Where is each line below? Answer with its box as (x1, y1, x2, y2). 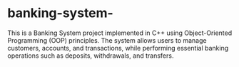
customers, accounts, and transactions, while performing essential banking (7, 43, 229, 52)
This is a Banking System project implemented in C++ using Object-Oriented (7, 29, 233, 37)
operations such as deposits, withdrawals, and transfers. (7, 51, 174, 60)
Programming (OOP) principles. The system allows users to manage (7, 36, 207, 44)
